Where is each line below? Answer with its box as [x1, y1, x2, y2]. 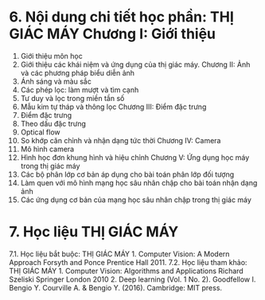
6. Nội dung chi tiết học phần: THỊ [9, 8, 234, 26]
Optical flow [20, 127, 60, 137]
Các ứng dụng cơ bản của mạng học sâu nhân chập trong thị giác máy [20, 195, 251, 205]
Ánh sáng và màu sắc [20, 76, 92, 86]
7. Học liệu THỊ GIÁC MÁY [9, 223, 179, 241]
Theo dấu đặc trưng [20, 119, 87, 128]
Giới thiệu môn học [20, 51, 83, 60]
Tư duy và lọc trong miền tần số [20, 93, 125, 103]
